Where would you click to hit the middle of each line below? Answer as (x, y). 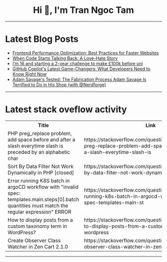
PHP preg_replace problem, (40, 133)
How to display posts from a (40, 220)
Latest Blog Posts (42, 39)
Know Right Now (29, 74)
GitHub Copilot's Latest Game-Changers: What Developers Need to (81, 69)
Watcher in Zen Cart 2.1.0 (38, 247)
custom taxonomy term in (37, 226)
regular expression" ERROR (40, 212)
